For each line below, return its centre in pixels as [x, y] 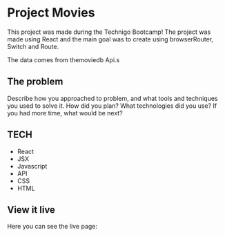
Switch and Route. [33, 46]
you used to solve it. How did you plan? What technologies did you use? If [112, 106]
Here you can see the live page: [52, 227]
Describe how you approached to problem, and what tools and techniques [112, 98]
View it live [31, 210]
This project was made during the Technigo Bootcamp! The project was [109, 32]
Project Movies [51, 13]
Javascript [32, 166]
